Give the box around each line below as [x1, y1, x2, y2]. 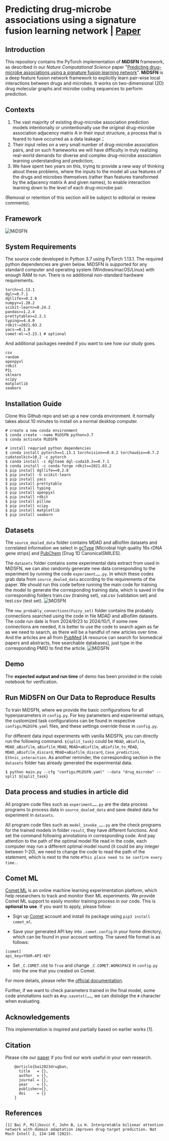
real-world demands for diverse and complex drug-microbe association [12, 152, 161, 158]
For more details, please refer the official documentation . [5, 977, 124, 983]
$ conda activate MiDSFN [5, 437, 58, 442]
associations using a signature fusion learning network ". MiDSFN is [23, 69, 163, 75]
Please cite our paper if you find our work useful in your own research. [5, 1054, 152, 1060]
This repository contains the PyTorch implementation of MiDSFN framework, [5, 59, 164, 64]
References [5, 1109, 42, 1118]
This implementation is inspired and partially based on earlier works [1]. [5, 1027, 154, 1033]
